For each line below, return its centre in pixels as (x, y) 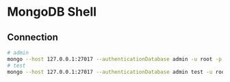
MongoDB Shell (52, 12)
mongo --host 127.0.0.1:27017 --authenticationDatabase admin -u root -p (115, 59)
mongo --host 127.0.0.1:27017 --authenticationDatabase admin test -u (110, 72)
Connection (33, 37)
